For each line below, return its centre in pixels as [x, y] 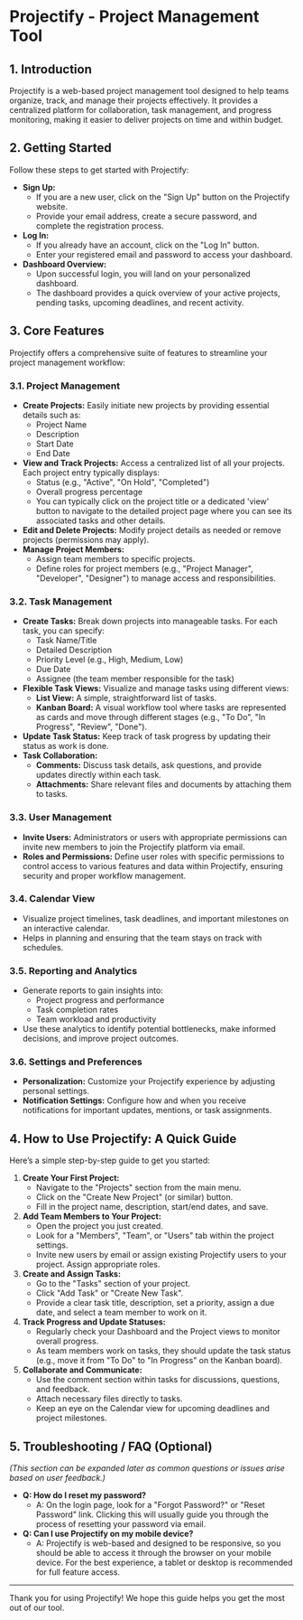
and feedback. [63, 1390]
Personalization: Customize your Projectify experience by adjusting [148, 1082]
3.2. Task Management [61, 601]
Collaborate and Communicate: [82, 1370]
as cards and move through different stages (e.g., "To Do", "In [151, 717]
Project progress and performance [100, 1000]
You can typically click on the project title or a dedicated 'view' [152, 501]
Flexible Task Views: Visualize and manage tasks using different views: [156, 688]
